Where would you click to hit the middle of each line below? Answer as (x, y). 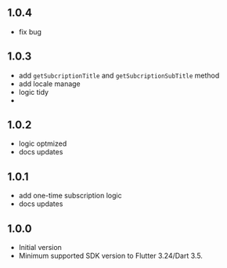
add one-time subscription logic (70, 196)
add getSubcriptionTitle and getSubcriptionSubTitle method (119, 75)
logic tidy (33, 92)
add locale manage (50, 83)
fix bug (30, 31)
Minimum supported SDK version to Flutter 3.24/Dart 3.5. (110, 256)
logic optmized (43, 143)
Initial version (40, 248)
